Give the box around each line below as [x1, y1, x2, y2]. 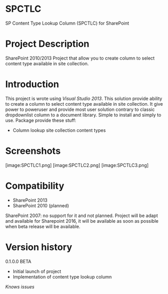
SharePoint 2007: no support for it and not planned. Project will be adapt [5, 212, 158, 219]
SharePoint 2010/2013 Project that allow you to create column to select [5, 55, 155, 61]
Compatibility [5, 180, 65, 191]
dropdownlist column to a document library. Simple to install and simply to [5, 111, 161, 118]
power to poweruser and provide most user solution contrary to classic [5, 106, 155, 112]
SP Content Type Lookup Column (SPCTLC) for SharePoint [5, 20, 130, 26]
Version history [5, 241, 73, 253]
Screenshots [5, 145, 61, 156]
